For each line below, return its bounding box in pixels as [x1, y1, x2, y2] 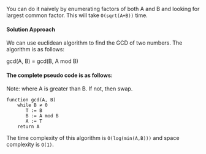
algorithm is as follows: [6, 46, 64, 53]
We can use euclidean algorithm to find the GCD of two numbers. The [6, 39, 183, 46]
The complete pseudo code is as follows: [6, 71, 113, 79]
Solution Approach [6, 26, 56, 33]
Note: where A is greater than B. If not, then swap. [6, 85, 133, 92]
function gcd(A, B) [6, 97, 56, 103]
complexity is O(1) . [6, 141, 54, 148]
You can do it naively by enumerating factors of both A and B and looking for [6, 5, 200, 12]
